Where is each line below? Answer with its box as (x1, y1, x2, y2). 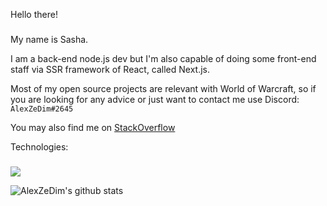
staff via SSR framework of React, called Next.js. (10, 63, 211, 75)
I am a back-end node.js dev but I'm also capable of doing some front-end (10, 52, 317, 64)
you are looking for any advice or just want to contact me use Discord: (10, 93, 300, 105)
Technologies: (10, 140, 69, 153)
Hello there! (10, 9, 58, 20)
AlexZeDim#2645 (10, 104, 74, 114)
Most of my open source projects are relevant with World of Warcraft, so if (10, 82, 317, 94)
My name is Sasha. (10, 33, 89, 45)
